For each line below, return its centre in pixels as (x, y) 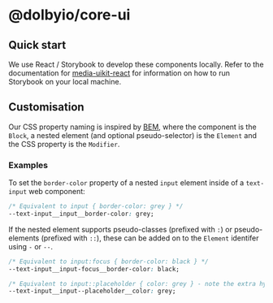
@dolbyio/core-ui (69, 15)
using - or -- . (30, 246)
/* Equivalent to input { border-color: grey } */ (96, 206)
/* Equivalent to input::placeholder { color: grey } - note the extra (132, 284)
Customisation (46, 107)
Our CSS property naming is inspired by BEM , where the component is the (133, 127)
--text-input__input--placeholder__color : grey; (92, 291)
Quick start (37, 45)
